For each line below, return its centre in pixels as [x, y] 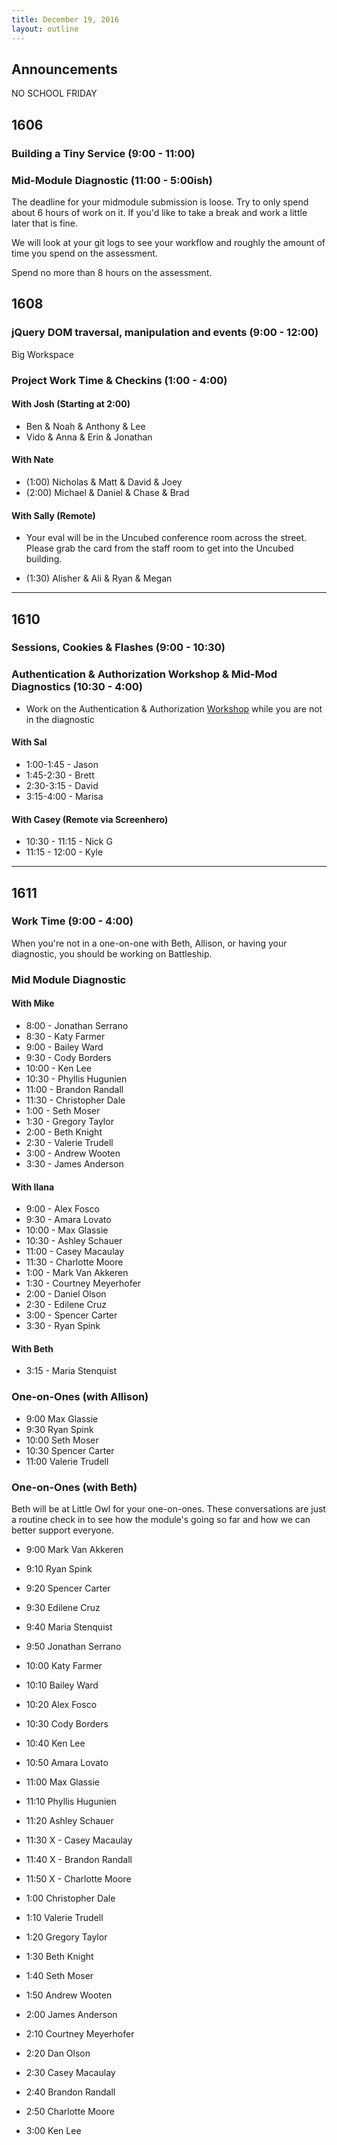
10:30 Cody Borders [67, 1723]
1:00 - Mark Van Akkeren [77, 1273]
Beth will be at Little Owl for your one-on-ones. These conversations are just [168, 1508]
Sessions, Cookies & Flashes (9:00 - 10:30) [118, 648]
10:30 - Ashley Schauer [74, 1241]
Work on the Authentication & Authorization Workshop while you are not [174, 708]
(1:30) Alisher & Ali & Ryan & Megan [99, 578]
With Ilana [33, 1187]
